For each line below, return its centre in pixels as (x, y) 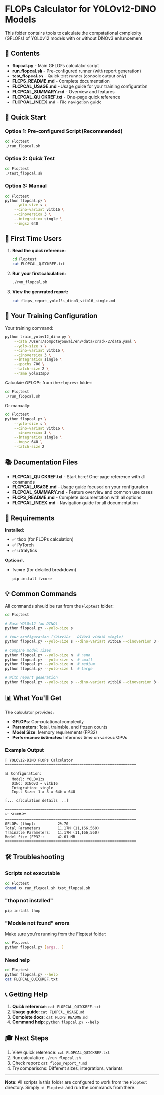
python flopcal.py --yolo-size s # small (49, 660)
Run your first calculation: (39, 274)
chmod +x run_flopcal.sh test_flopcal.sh (48, 888)
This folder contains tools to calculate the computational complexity (73, 33)
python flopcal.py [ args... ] (35, 947)
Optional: (15, 560)
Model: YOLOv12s (28, 779)
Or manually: (18, 406)
